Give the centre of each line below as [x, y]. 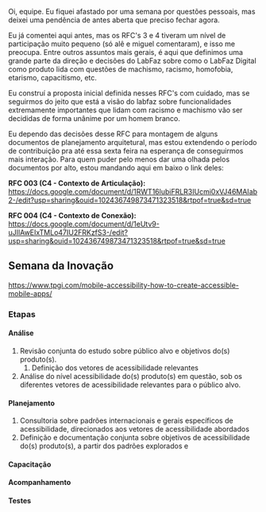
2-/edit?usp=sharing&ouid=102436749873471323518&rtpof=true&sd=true [130, 200]
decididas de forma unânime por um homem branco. [94, 118]
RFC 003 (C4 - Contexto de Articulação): [77, 183]
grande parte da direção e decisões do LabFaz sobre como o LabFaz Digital [132, 61]
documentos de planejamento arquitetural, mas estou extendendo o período [133, 142]
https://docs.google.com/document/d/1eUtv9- [84, 224]
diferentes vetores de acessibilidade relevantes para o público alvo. [130, 385]
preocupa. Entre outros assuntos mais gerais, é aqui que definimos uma [126, 52]
